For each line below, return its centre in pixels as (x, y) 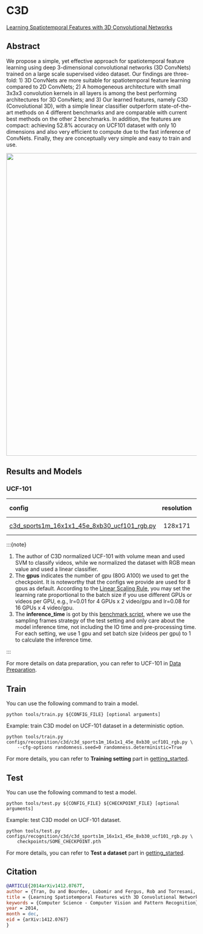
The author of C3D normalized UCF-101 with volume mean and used (100, 556)
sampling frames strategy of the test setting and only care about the (100, 620)
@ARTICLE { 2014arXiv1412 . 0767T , (46, 886)
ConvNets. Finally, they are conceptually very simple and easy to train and (99, 138)
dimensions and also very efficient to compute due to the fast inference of (98, 131)
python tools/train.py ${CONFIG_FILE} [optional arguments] (84, 715)
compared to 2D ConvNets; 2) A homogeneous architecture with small (94, 87)
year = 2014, (23, 909)
